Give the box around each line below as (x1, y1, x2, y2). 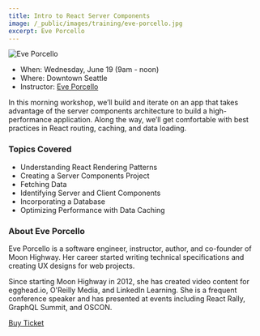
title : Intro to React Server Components (8, 11, 151, 20)
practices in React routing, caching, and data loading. (8, 123, 187, 134)
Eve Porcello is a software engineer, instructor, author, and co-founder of (8, 244, 253, 253)
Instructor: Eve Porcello (19, 82, 99, 91)
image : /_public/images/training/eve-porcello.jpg (8, 19, 183, 28)
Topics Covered (8, 143, 72, 155)
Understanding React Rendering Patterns (19, 162, 158, 172)
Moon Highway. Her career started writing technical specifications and (8, 252, 245, 262)
